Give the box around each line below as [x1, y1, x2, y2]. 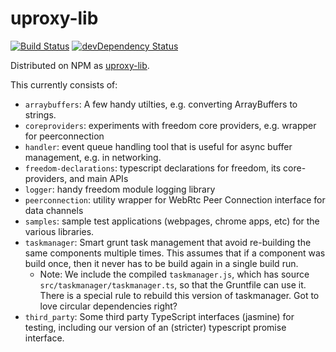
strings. [24, 108, 57, 121]
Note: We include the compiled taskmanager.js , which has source [39, 268, 310, 280]
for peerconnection [24, 130, 105, 142]
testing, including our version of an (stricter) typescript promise [24, 321, 287, 333]
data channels [24, 204, 84, 216]
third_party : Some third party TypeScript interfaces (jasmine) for [24, 310, 295, 322]
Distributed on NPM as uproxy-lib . [10, 59, 150, 71]
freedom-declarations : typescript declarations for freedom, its [24, 162, 282, 174]
